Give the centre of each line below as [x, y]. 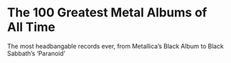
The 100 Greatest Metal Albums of [107, 13]
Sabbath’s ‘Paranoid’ [36, 53]
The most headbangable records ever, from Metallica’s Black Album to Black [115, 46]
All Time [31, 27]
